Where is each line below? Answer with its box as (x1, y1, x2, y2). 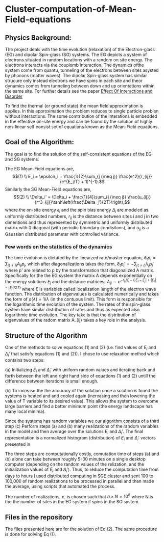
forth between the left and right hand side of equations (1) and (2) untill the (5, 373, 156, 379)
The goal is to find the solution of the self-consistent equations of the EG (5, 151, 152, 157)
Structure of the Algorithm (5, 331, 88, 340)
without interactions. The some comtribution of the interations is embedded (5, 113, 158, 119)
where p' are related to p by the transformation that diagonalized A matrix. (5, 268, 155, 273)
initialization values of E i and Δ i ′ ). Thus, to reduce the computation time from (5, 466, 159, 473)
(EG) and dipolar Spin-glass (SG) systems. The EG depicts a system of (5, 52, 147, 57)
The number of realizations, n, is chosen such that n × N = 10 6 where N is (5, 492, 153, 499)
